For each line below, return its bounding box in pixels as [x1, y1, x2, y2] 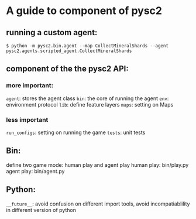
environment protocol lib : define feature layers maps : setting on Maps [6, 101, 174, 108]
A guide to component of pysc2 [6, 4, 163, 18]
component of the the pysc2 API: [6, 64, 129, 74]
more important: [6, 81, 54, 90]
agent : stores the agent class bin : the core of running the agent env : [6, 95, 169, 102]
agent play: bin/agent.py [6, 167, 65, 174]
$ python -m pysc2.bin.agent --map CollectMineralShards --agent [6, 43, 169, 49]
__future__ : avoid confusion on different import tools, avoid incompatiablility [6, 200, 190, 207]
